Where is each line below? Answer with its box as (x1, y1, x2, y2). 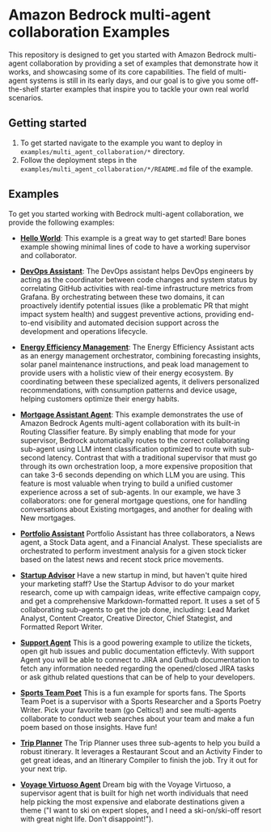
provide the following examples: (8, 217, 115, 227)
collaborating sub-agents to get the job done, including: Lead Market (19, 604, 250, 614)
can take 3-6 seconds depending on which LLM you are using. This (19, 470, 245, 479)
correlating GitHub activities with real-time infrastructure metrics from (19, 283, 253, 293)
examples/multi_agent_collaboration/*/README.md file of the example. (19, 164, 253, 174)
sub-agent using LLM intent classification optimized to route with (19, 444, 237, 453)
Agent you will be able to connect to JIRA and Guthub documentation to (19, 654, 260, 664)
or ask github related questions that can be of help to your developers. (19, 671, 256, 682)
